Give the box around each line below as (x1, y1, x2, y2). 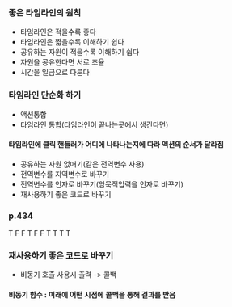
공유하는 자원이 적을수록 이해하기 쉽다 (19, 47, 140, 57)
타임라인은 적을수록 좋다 (19, 27, 97, 37)
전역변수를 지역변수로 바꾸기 (19, 169, 110, 179)
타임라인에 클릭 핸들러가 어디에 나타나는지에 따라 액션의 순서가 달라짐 (8, 140, 224, 149)
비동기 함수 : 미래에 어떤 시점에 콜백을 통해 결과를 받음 (8, 289, 176, 300)
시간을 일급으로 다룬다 (19, 67, 91, 78)
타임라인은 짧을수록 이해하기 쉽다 (19, 37, 124, 47)
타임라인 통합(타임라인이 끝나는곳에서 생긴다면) (19, 120, 169, 129)
